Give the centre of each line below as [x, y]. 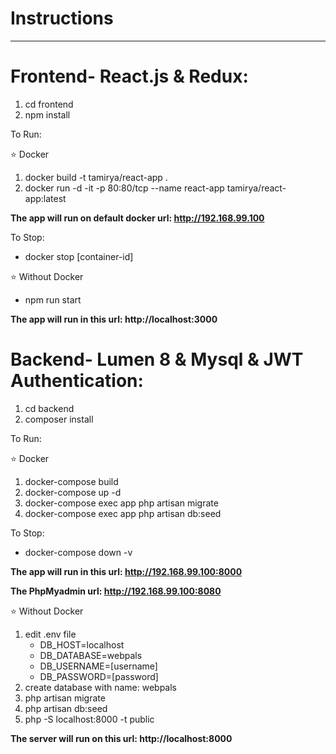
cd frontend [49, 104]
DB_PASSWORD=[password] [99, 676]
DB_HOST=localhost [82, 644]
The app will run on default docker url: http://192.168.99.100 [137, 218]
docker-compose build [71, 481]
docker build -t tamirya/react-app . [96, 177]
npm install [47, 114]
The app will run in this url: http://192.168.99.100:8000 [126, 571]
